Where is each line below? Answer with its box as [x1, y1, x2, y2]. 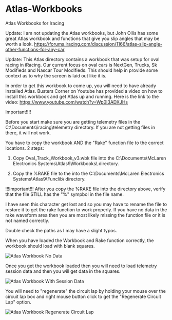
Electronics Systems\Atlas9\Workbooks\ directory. [12, 160, 119, 167]
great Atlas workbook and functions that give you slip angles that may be [5, 35, 160, 42]
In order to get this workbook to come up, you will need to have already [5, 83, 157, 89]
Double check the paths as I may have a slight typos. [5, 227, 117, 233]
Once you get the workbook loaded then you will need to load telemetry [5, 263, 157, 269]
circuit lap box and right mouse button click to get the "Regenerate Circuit [5, 293, 161, 299]
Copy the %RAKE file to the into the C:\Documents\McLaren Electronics [12, 170, 164, 176]
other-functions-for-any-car [5, 46, 65, 52]
